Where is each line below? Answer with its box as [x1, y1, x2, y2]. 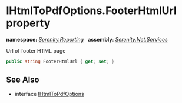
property [6, 16, 51, 30]
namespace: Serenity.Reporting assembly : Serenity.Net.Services [6, 36, 168, 43]
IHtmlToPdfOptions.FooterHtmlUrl [6, 4, 177, 18]
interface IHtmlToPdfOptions [14, 90, 84, 97]
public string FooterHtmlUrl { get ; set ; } [6, 59, 115, 64]
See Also [6, 75, 39, 85]
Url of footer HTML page [6, 47, 66, 54]
